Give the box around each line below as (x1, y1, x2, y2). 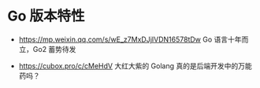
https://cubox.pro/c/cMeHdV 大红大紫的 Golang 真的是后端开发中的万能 (18, 60, 253, 71)
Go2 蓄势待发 (32, 44, 76, 53)
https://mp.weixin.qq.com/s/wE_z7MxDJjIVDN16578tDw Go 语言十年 (18, 35, 242, 44)
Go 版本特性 (7, 7, 85, 25)
